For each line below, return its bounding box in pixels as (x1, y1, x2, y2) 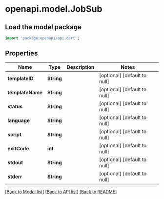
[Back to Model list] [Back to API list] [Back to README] (5, 189, 117, 195)
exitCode (7, 145, 29, 152)
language (7, 117, 30, 124)
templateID (7, 75, 34, 81)
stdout (7, 159, 23, 166)
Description (66, 63, 95, 70)
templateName (7, 89, 43, 96)
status (7, 103, 23, 110)
